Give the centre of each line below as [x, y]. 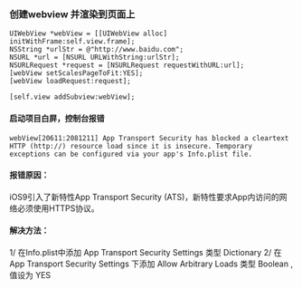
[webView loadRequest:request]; [70, 82]
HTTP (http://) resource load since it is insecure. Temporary [131, 146]
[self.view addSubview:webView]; [72, 97]
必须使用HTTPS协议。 [58, 208]
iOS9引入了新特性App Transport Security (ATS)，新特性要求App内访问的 [144, 197]
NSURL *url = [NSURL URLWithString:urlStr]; [94, 58]
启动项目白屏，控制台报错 [57, 118]
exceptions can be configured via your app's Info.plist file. [131, 154]
